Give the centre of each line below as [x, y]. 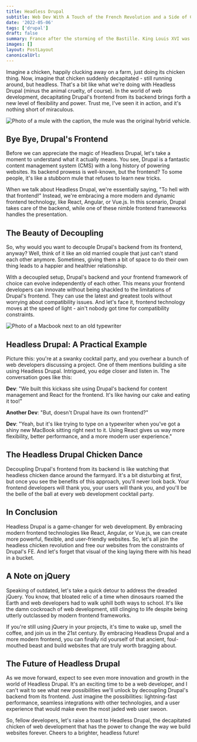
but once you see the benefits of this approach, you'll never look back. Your [98, 481]
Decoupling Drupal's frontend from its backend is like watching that [87, 469]
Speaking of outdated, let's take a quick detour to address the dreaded [91, 590]
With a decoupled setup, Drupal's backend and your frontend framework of [97, 277]
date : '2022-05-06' [30, 22]
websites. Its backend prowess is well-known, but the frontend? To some [94, 172]
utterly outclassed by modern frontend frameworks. [69, 615]
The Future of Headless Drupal [63, 664]
